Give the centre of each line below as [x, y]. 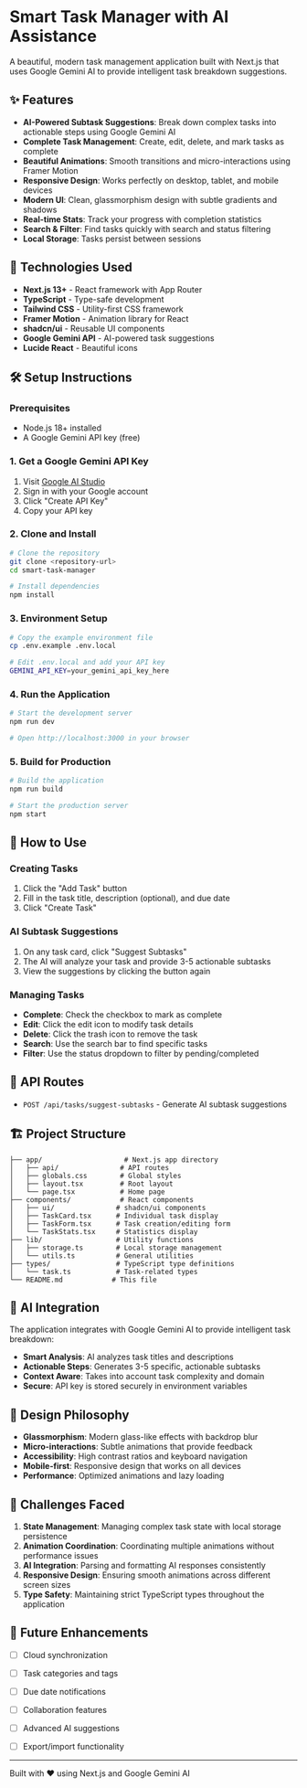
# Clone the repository [55, 553]
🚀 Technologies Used [71, 267]
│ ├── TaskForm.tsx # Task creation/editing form [120, 1224]
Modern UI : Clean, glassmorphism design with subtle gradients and [150, 199]
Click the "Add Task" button [75, 889]
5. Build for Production [60, 761]
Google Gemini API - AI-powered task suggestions [118, 338]
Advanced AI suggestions [71, 1729]
